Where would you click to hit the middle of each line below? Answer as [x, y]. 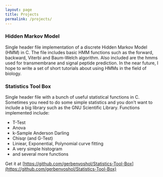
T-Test [19, 122]
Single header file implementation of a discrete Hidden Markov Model [76, 47]
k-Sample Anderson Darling [41, 133]
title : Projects [22, 14]
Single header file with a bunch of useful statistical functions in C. [73, 97]
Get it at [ [15, 164]
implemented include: [27, 113]
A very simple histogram [37, 149]
